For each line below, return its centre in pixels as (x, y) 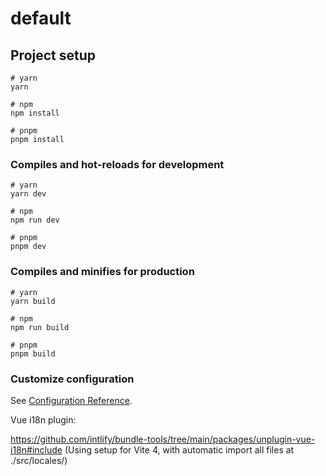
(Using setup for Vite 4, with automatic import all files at (179, 449)
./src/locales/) (39, 460)
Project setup (53, 55)
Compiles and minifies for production (102, 272)
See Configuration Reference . (71, 400)
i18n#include (36, 449)
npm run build (40, 327)
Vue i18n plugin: (43, 419)
